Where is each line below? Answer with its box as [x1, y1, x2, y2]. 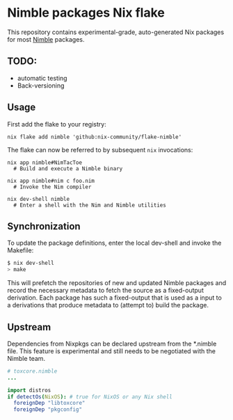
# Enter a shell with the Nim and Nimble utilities [13, 202, 167, 209]
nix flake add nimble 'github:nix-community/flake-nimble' [7, 134, 182, 140]
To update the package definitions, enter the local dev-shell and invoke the [7, 239, 222, 248]
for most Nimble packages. [7, 35, 85, 43]
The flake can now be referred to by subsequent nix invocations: [7, 145, 193, 154]
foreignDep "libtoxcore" [13, 400, 86, 407]
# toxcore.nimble [7, 367, 58, 375]
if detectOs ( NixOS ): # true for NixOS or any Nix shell [7, 393, 172, 401]
